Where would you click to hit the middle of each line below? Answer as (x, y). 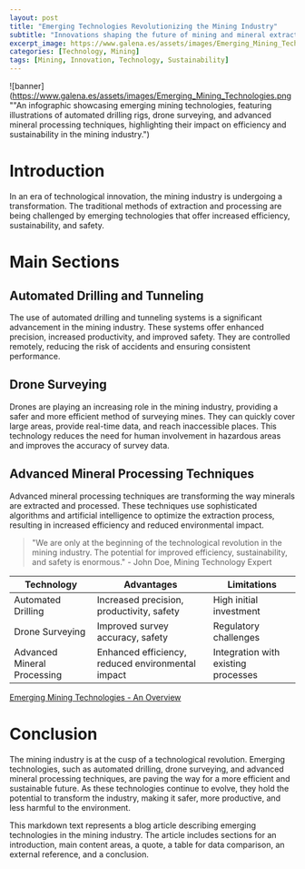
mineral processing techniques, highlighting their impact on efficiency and (148, 125)
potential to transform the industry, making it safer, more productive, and (145, 798)
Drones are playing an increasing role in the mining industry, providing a (144, 407)
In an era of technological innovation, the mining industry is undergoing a (146, 196)
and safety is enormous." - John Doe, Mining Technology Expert (152, 561)
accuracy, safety (133, 637)
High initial (236, 600)
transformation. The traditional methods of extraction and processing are (146, 206)
